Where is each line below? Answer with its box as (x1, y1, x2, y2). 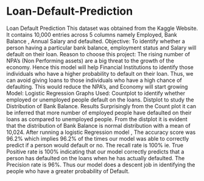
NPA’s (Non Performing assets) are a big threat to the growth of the (6, 57, 175, 64)
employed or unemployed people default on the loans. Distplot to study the (6, 96, 194, 103)
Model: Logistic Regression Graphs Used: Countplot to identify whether (6, 89, 186, 97)
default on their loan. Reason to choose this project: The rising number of (6, 50, 191, 57)
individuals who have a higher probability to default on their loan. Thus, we (6, 70, 194, 77)
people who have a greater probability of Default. (6, 167, 130, 175)
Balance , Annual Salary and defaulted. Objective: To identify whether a (6, 37, 186, 45)
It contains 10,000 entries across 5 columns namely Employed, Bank (6, 31, 178, 38)
